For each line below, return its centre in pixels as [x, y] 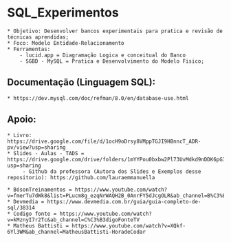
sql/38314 [21, 208]
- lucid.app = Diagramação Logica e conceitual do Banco [103, 55]
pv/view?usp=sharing [37, 147]
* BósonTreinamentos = [40, 190]
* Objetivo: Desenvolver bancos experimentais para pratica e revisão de [115, 31]
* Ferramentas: [29, 49]
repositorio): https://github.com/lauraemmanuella [81, 177]
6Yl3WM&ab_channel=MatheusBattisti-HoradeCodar [77, 232]
